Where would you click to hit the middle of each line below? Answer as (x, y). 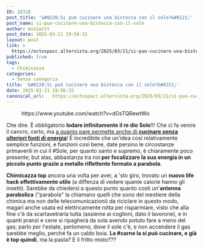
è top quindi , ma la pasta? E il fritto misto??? (61, 239)
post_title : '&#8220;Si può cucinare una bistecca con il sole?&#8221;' (100, 18)
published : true (27, 57)
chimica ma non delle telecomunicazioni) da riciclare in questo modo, (93, 201)
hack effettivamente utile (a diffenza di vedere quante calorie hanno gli (96, 181)
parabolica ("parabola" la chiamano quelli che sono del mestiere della (93, 195)
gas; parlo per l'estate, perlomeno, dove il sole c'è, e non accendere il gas (98, 227)
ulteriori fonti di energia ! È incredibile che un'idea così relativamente (92, 138)
